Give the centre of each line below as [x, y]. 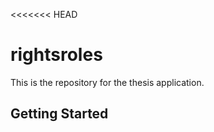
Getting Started [59, 114]
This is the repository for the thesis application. [107, 82]
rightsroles [56, 55]
